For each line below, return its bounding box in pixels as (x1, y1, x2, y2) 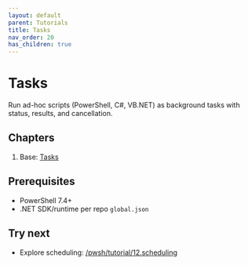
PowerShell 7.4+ (19, 195, 73, 205)
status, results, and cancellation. (8, 109, 113, 118)
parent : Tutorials (8, 19, 68, 27)
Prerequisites (8, 175, 75, 188)
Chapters (8, 131, 55, 145)
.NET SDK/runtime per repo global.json (19, 204, 149, 213)
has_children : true (8, 41, 72, 49)
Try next (8, 227, 50, 240)
